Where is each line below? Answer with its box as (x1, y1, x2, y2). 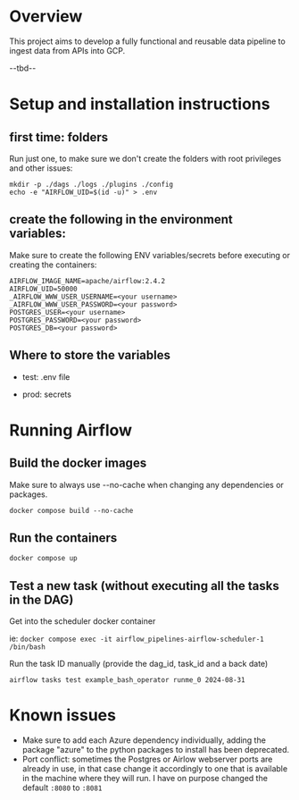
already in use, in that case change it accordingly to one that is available (21, 763, 288, 774)
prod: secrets (21, 389, 71, 400)
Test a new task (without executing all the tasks (9, 578, 279, 594)
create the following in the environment (9, 212, 234, 227)
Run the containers (9, 530, 118, 545)
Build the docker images (9, 456, 147, 471)
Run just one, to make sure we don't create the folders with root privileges (9, 153, 282, 164)
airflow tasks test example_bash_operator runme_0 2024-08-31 (9, 676, 245, 685)
